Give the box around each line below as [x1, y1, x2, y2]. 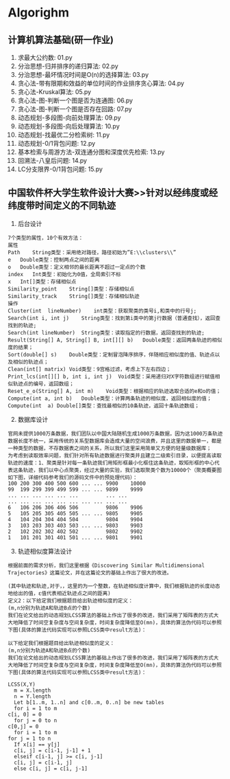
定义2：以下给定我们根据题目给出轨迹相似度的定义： [8, 597, 133, 604]
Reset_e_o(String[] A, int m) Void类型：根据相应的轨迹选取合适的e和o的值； [8, 387, 221, 394]
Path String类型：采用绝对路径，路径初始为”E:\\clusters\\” [8, 249, 177, 256]
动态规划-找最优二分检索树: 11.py [17, 131, 110, 139]
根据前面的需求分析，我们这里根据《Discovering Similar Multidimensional [8, 562, 205, 569]
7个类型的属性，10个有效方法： [8, 234, 84, 241]
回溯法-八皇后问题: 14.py [17, 157, 88, 164]
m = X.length [14, 687, 51, 694]
